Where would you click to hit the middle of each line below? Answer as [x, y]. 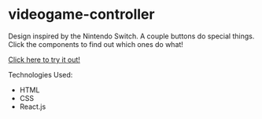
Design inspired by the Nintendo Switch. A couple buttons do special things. [131, 36]
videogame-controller [81, 14]
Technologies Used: [41, 74]
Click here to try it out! [44, 59]
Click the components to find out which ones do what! [96, 44]
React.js [33, 106]
